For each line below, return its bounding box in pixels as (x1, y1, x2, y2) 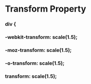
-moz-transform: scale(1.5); (5, 47, 72, 53)
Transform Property (5, 3, 87, 15)
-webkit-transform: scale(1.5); (5, 34, 78, 41)
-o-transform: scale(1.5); (5, 60, 65, 67)
